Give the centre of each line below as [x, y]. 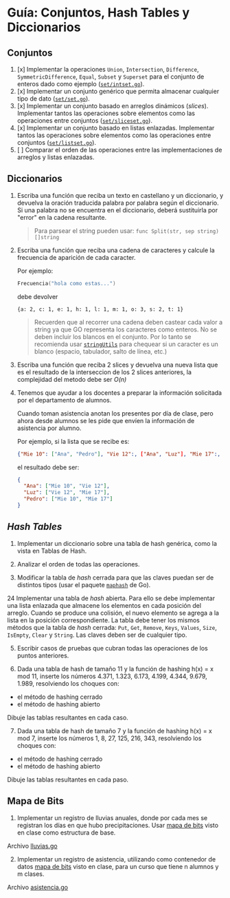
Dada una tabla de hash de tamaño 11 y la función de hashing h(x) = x [115, 669]
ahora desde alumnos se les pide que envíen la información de [106, 420]
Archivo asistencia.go [38, 887]
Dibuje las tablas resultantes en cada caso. [68, 717]
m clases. [31, 874]
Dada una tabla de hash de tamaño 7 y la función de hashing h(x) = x [115, 731]
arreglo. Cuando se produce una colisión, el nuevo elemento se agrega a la [113, 613]
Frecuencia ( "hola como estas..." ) [66, 283]
